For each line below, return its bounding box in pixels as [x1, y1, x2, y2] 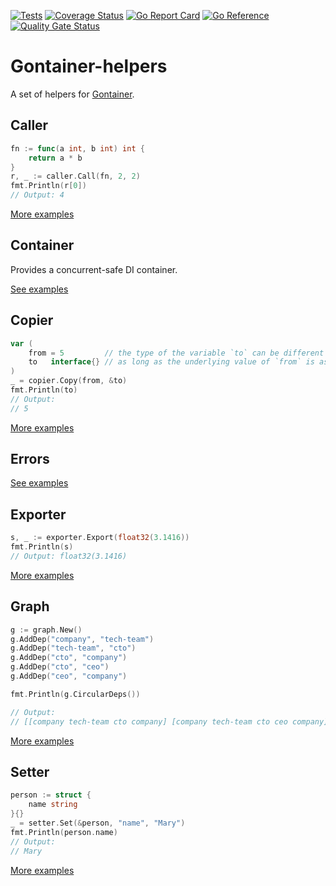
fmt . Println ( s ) [10, 542, 74, 552]
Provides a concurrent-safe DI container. [10, 263, 178, 275]
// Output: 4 [10, 190, 65, 200]
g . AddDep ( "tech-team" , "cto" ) [10, 643, 137, 654]
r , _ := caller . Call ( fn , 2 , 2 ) [10, 171, 141, 182]
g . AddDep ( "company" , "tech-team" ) [10, 634, 155, 644]
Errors [10, 451, 50, 468]
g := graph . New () [10, 625, 83, 635]
